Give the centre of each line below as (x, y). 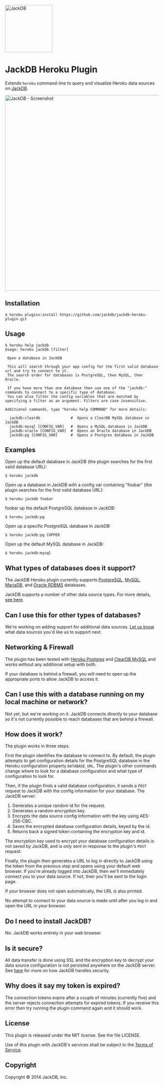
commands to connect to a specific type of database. (61, 392)
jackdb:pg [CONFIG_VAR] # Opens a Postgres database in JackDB (82, 435)
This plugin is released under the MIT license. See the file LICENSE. (73, 1035)
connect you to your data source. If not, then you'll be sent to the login (76, 876)
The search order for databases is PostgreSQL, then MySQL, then (75, 375)
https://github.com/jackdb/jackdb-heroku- (103, 315)
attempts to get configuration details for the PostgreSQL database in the (78, 761)
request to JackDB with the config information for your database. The (75, 791)
